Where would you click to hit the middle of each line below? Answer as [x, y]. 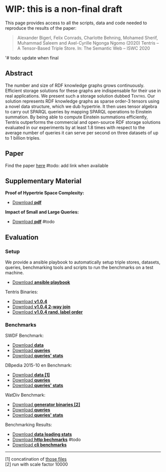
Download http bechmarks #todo [46, 440]
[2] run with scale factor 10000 [37, 465]
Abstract [19, 74]
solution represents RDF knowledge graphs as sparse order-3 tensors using [82, 101]
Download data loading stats [42, 434]
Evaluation [22, 237]
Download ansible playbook [41, 282]
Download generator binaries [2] [46, 405]
